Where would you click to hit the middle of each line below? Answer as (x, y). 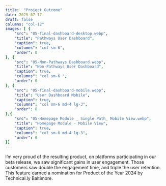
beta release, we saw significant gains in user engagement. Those (75, 162)
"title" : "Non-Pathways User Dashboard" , (59, 67)
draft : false (19, 19)
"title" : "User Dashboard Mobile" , (52, 95)
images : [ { (18, 29)
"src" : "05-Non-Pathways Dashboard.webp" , (60, 62)
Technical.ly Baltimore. (29, 178)
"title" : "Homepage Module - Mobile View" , (61, 123)
